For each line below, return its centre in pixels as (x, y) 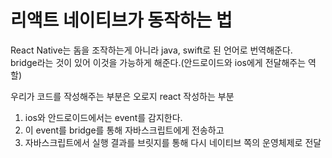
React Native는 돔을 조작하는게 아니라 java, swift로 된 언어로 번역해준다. (151, 50)
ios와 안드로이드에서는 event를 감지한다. (103, 117)
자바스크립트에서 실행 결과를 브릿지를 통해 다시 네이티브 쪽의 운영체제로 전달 (173, 142)
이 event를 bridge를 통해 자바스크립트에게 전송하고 (124, 130)
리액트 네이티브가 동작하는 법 (121, 20)
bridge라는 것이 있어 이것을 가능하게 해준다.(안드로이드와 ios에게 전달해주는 (158, 62)
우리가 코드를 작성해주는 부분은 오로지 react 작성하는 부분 (122, 96)
